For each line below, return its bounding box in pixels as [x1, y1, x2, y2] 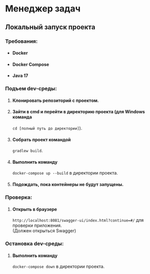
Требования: [5, 38, 38, 45]
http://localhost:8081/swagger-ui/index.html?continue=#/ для [12, 217, 144, 223]
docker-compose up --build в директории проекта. [12, 170, 118, 176]
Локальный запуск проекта [5, 23, 95, 31]
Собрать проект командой [12, 136, 71, 142]
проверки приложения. [12, 222, 62, 229]
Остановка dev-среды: [5, 240, 64, 247]
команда [12, 114, 32, 120]
